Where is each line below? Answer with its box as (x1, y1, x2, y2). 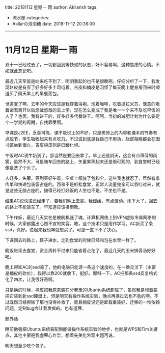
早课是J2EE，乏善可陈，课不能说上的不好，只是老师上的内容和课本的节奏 (5, 130, 153, 136)
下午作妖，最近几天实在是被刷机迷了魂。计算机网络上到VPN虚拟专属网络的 (5, 214, 156, 220)
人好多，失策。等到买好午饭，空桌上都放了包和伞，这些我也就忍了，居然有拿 (5, 175, 160, 181)
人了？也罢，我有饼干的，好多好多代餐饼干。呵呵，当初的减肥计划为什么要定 (5, 113, 160, 119)
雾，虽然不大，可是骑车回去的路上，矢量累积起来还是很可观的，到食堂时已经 (5, 159, 160, 164)
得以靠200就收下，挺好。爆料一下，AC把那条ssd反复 (41, 270, 149, 276)
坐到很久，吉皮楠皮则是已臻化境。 (13, 142, 82, 148)
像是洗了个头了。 (5, 164, 40, 170)
